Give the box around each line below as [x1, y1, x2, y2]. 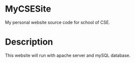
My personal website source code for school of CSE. [5, 19, 110, 25]
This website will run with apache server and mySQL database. [5, 52, 131, 58]
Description [5, 36, 53, 47]
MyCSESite [5, 3, 51, 15]
